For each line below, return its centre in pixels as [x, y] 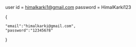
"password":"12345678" [29, 30]
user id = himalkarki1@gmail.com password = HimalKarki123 [68, 7]
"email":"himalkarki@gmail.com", [41, 26]
